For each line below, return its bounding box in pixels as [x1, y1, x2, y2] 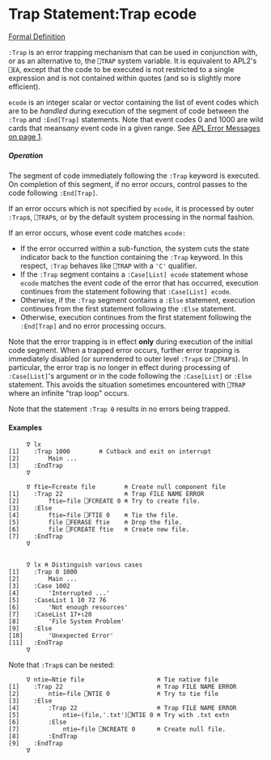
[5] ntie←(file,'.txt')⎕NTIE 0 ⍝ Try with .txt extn [8, 711, 230, 720]
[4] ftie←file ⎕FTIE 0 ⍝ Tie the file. [8, 512, 180, 520]
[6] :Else [8, 718, 67, 727]
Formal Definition [8, 32, 66, 41]
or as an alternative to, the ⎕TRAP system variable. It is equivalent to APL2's [8, 56, 257, 66]
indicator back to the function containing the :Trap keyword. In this [19, 252, 243, 261]
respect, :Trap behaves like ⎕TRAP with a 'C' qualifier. [19, 261, 197, 270]
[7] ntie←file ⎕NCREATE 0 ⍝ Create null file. [8, 725, 227, 733]
